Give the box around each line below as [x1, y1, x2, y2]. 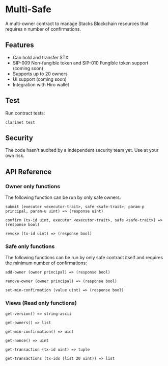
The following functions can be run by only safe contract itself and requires [5, 255, 163, 261]
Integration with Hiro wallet [12, 81, 70, 87]
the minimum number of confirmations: [5, 260, 88, 266]
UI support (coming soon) [12, 76, 67, 82]
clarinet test [5, 120, 36, 125]
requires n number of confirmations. [5, 26, 81, 32]
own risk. [5, 152, 24, 159]
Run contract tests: [5, 110, 45, 116]
